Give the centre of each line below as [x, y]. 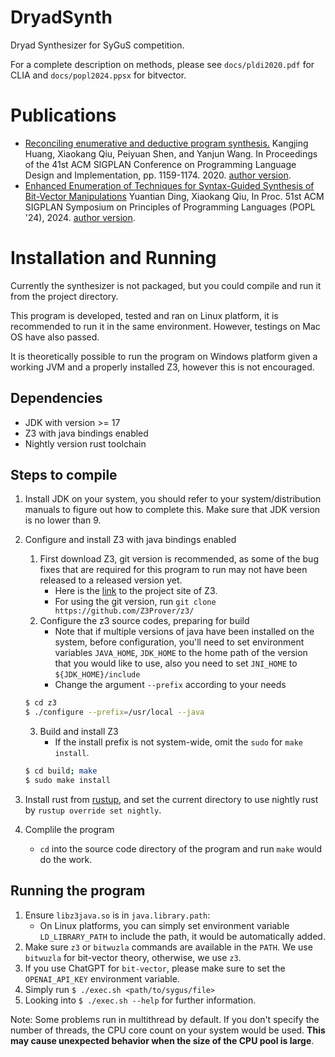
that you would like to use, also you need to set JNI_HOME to [176, 663]
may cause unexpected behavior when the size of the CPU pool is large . [162, 1040]
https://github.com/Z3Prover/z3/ [124, 611]
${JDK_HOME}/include [97, 675]
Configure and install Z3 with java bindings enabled [130, 540]
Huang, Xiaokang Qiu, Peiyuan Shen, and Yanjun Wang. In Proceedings [171, 153]
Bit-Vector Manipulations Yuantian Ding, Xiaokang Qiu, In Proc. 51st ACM [174, 196]
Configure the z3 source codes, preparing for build [144, 621]
